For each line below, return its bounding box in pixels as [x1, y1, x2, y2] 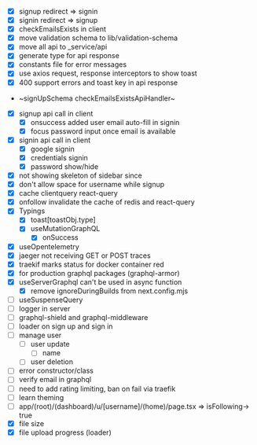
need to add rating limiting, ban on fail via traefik [18, 384, 176, 393]
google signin [30, 144, 75, 153]
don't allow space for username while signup [18, 180, 165, 189]
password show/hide [30, 161, 99, 171]
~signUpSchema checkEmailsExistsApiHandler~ [18, 94, 175, 103]
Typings [18, 206, 46, 215]
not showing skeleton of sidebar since [18, 171, 142, 180]
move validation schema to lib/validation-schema [18, 33, 178, 42]
